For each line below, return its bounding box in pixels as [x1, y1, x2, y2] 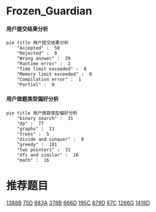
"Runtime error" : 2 [17, 61, 71, 67]
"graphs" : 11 [17, 126, 55, 132]
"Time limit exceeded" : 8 [17, 66, 87, 72]
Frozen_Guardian [6, 4, 93, 18]
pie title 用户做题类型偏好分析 [6, 110, 78, 116]
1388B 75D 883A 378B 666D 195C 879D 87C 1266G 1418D [6, 199, 151, 206]
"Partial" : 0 [17, 82, 55, 88]
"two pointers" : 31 [17, 147, 71, 153]
